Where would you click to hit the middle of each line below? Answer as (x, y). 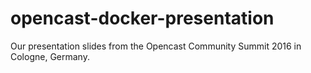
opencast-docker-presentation (142, 18)
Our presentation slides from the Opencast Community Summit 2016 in (156, 46)
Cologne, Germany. (50, 56)
